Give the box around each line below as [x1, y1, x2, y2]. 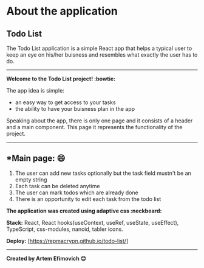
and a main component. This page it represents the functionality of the [6, 124, 183, 130]
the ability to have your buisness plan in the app [15, 105, 135, 112]
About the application [6, 4, 118, 18]
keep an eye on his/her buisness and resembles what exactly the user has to [6, 51, 198, 58]
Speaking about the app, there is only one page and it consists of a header [6, 117, 193, 124]
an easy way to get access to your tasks [15, 99, 117, 106]
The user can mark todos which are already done [15, 189, 138, 196]
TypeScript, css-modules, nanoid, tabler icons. [6, 225, 123, 233]
